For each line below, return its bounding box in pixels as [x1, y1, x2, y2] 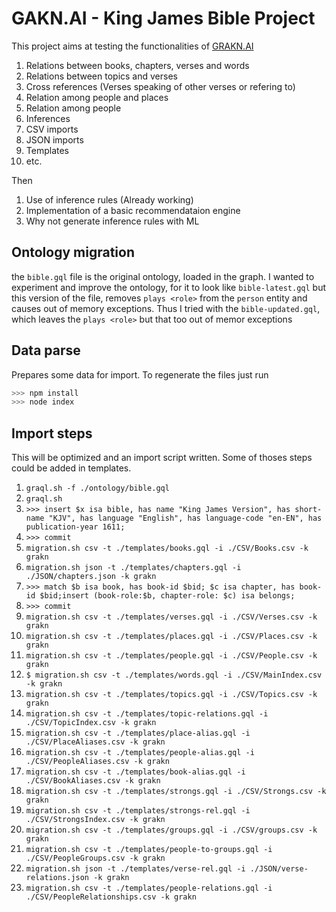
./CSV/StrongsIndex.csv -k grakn [25, 815, 166, 825]
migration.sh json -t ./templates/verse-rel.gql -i [25, 864, 246, 874]
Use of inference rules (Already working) [25, 193, 194, 206]
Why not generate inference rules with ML [25, 215, 200, 227]
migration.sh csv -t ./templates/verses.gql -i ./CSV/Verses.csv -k [25, 612, 318, 622]
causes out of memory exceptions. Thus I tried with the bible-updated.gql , [11, 302, 321, 314]
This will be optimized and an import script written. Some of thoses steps [11, 452, 313, 464]
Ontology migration [11, 244, 135, 261]
